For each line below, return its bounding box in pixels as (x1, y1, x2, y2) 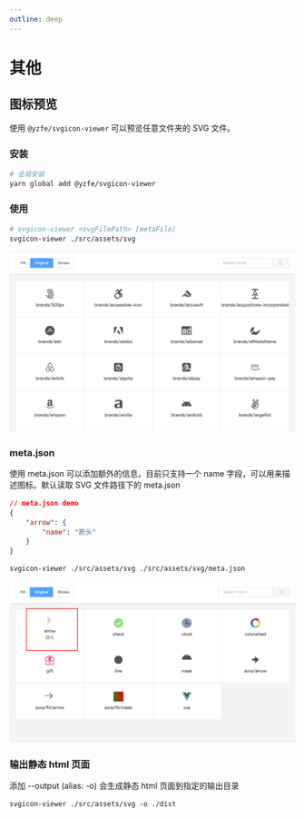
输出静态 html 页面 (9, 758, 91, 771)
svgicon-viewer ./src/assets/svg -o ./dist (9, 800, 177, 809)
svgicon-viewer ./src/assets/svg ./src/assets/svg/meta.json (9, 564, 246, 574)
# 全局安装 (9, 169, 45, 179)
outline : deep (9, 15, 64, 24)
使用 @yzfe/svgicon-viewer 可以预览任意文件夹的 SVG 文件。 (9, 123, 236, 133)
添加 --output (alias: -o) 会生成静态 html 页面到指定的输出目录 (9, 781, 240, 792)
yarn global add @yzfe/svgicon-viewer (9, 179, 156, 188)
